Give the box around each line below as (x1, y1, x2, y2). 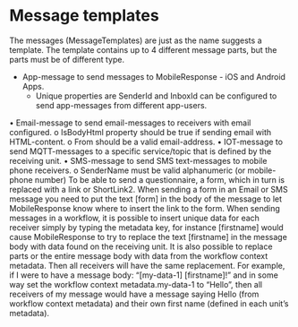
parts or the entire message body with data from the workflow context (9, 250, 268, 261)
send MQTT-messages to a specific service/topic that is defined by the (9, 145, 272, 157)
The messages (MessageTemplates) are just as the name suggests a (9, 35, 262, 46)
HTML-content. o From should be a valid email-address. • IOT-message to (9, 136, 284, 147)
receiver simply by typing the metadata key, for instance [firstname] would (9, 221, 284, 233)
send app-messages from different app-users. (35, 99, 208, 110)
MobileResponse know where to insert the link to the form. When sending (9, 202, 280, 213)
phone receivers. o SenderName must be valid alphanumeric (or (9, 165, 246, 176)
